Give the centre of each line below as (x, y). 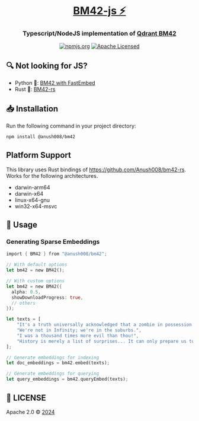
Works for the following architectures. (52, 176)
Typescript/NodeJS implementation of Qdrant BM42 (99, 34)
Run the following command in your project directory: (71, 126)
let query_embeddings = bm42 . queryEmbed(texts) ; (67, 379)
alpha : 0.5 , (26, 292)
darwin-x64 (29, 193)
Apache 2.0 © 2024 (31, 412)
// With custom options (36, 281)
